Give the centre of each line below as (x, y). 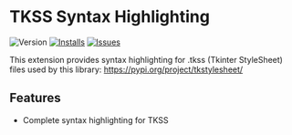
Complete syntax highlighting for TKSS (95, 119)
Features (35, 98)
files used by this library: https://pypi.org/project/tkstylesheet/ (126, 69)
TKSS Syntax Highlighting (109, 17)
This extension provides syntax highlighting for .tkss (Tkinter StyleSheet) (146, 59)
